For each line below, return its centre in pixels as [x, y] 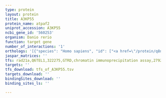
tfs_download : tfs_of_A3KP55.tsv [40, 70]
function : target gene [28, 42]
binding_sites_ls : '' [27, 83]
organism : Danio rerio [28, 38]
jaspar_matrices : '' [26, 56]
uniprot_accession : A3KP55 [33, 28]
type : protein [20, 10]
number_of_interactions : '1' [35, 47]
